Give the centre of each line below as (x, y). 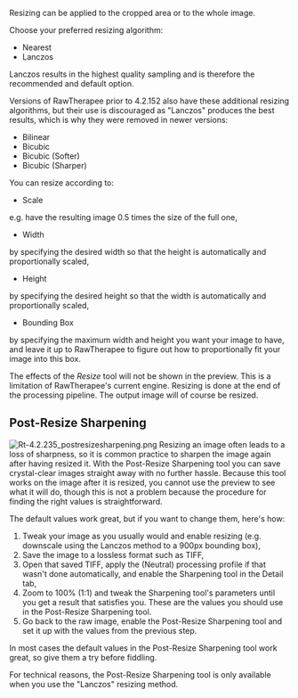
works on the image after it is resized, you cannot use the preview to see (142, 482)
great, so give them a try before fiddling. (83, 657)
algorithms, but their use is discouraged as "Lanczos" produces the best (142, 110)
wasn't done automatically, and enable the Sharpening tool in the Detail (153, 573)
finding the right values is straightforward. (86, 501)
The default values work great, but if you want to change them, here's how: (147, 518)
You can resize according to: (61, 183)
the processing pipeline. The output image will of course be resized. (134, 395)
